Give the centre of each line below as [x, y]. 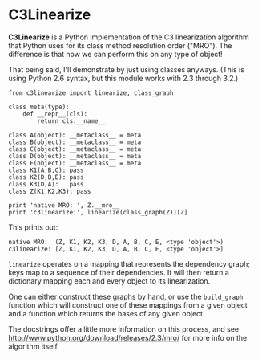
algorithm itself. [34, 346]
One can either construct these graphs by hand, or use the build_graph [126, 296]
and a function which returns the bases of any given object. [107, 313]
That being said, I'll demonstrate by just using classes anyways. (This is [126, 69]
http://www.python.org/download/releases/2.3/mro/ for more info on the [128, 337]
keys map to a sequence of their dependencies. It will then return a [119, 272]
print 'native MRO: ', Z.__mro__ [64, 205]
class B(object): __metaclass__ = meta [75, 142]
